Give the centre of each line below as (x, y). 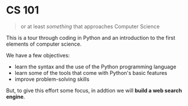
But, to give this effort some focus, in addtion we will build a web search (94, 90)
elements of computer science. (44, 44)
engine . (16, 97)
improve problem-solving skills (52, 79)
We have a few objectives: (38, 55)
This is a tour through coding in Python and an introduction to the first (91, 37)
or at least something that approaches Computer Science (90, 26)
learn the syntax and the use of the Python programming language (95, 66)
